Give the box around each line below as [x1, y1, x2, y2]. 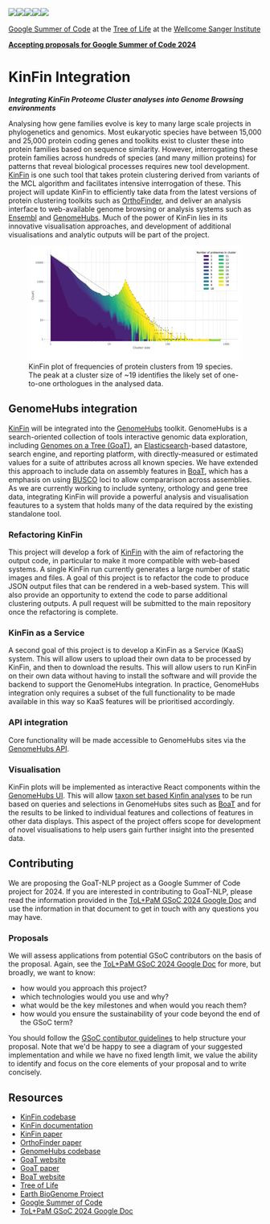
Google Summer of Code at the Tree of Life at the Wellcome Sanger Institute [8, 24, 261, 34]
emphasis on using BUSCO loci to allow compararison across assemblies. [8, 475, 252, 484]
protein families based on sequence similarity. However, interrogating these [8, 144, 259, 154]
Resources [8, 1090, 63, 1104]
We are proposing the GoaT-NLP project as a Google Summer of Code [8, 878, 241, 888]
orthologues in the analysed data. [52, 379, 164, 389]
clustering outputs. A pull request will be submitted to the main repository [8, 599, 252, 608]
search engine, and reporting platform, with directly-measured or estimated [8, 449, 259, 459]
